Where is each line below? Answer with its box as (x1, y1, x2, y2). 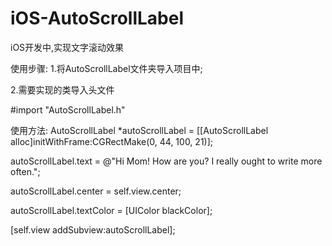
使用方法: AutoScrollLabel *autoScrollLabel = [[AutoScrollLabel (10, 124, 269, 136)
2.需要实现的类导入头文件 (10, 83, 115, 96)
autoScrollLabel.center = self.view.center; (10, 185, 182, 197)
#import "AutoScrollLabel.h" (10, 103, 126, 116)
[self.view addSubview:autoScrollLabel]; (10, 223, 176, 236)
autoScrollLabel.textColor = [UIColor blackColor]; (10, 204, 213, 216)
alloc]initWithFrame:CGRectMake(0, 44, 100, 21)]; (10, 135, 214, 147)
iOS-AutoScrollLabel (10, 7, 185, 30)
